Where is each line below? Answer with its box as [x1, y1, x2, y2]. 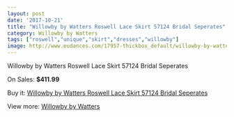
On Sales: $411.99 [7, 75, 60, 84]
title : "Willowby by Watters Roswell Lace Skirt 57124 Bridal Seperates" [7, 23, 226, 30]
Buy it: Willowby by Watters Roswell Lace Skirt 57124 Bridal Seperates [7, 88, 208, 97]
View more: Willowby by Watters [7, 102, 100, 110]
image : [7, 42, 26, 49]
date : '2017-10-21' [7, 17, 64, 24]
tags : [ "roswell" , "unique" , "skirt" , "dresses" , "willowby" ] [7, 36, 179, 43]
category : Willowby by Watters [7, 29, 98, 37]
